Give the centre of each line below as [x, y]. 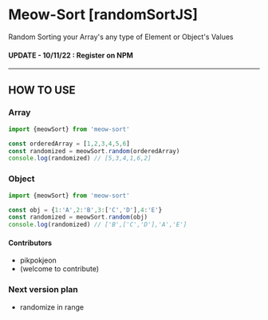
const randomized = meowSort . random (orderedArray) [94, 151]
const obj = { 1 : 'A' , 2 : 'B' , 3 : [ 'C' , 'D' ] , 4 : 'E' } [85, 210]
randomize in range [52, 307]
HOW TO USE [42, 90]
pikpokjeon [38, 260]
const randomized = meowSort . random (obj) [78, 217]
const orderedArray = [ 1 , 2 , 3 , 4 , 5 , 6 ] [69, 144]
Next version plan [43, 290]
